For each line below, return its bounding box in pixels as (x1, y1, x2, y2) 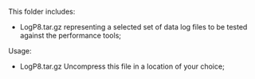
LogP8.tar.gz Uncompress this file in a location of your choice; (19, 61, 225, 71)
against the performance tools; (19, 31, 122, 40)
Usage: (8, 46, 32, 55)
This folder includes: (8, 7, 76, 16)
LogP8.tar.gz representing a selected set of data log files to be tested (19, 22, 248, 31)
